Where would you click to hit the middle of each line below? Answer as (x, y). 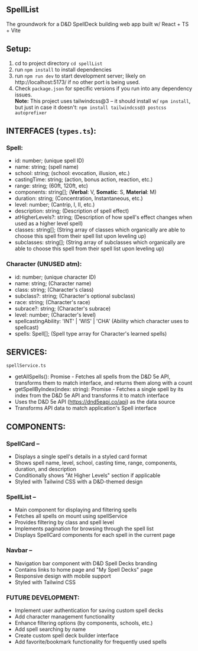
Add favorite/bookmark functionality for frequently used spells (91, 642)
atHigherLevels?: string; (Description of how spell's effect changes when (103, 217)
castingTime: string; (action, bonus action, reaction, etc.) (84, 179)
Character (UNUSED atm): (44, 264)
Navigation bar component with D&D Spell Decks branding (86, 563)
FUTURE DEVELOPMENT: (43, 597)
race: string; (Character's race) (52, 302)
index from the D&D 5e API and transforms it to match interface (92, 395)
